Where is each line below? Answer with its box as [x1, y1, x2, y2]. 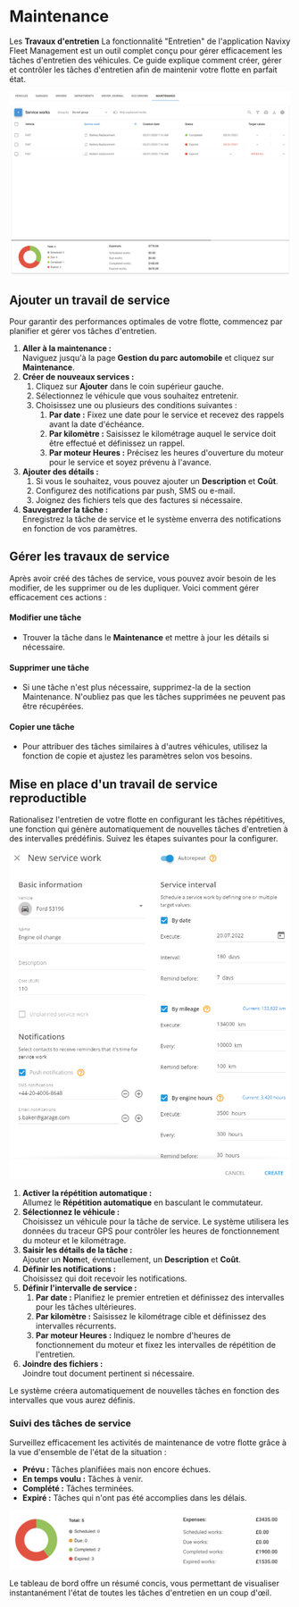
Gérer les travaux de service [9, 549, 170, 565]
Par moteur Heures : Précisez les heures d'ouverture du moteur [48, 448, 284, 458]
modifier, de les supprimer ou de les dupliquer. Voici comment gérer [9, 582, 260, 593]
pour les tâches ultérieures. [35, 1302, 137, 1312]
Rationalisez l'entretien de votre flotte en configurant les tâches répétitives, [9, 815, 286, 825]
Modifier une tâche [9, 612, 82, 623]
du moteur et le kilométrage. [21, 1235, 127, 1245]
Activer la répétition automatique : [21, 1187, 153, 1198]
